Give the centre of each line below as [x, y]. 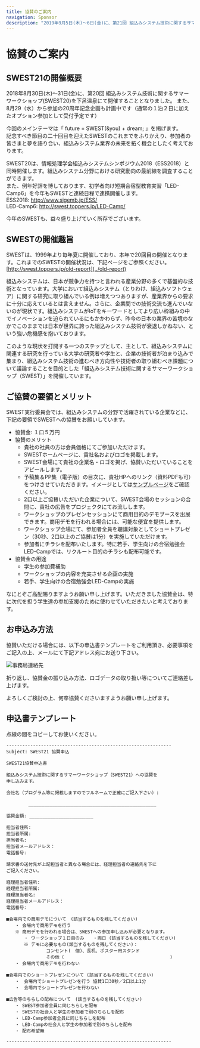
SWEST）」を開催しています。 [58, 376]
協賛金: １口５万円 [37, 432]
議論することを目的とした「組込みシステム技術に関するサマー [92, 369]
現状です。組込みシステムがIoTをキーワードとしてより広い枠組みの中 [106, 311]
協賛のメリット [33, 440]
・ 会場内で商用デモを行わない [47, 963]
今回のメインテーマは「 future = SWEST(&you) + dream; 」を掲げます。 [94, 128]
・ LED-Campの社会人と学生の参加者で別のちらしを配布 [73, 1024]
